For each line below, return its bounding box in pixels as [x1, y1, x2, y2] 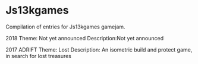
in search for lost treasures [5, 52, 72, 59]
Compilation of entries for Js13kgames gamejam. [5, 23, 125, 30]
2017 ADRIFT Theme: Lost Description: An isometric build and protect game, [5, 46, 193, 53]
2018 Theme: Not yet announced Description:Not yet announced [5, 34, 164, 41]
